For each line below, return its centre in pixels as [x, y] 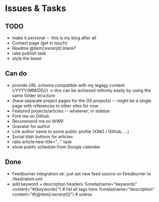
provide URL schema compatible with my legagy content [68, 85]
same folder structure [34, 95]
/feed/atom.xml [27, 179]
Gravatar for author [31, 126]
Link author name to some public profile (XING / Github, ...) [71, 131]
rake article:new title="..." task [42, 142]
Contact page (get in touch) [40, 43]
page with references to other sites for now [55, 106]
